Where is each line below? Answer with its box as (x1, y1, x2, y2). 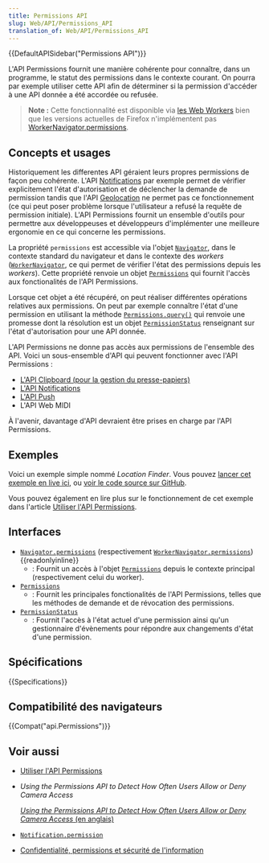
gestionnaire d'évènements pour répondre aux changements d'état (31, 623, 254, 633)
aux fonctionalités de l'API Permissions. (8, 277, 139, 286)
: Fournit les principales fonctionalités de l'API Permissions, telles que (31, 589, 262, 599)
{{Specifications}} (8, 676, 68, 686)
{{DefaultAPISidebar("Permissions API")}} (8, 49, 147, 59)
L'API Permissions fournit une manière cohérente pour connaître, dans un (8, 64, 251, 74)
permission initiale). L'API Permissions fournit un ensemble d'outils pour (8, 210, 245, 220)
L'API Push (19, 392, 55, 402)
